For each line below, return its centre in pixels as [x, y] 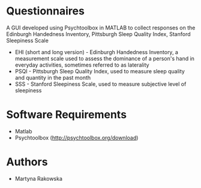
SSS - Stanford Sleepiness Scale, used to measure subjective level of [100, 84]
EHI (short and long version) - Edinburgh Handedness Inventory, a [97, 52]
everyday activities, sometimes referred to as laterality [82, 65]
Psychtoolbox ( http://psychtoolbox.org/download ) [76, 138]
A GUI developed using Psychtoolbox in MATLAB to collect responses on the [101, 28]
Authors [27, 162]
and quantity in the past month [53, 77]
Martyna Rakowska [39, 178]
